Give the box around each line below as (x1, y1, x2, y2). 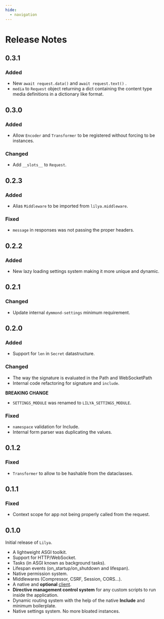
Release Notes (5, 34, 67, 45)
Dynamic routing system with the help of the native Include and (12, 597, 145, 603)
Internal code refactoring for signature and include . (12, 380, 120, 386)
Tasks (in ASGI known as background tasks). (12, 560, 106, 566)
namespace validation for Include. (12, 424, 80, 429)
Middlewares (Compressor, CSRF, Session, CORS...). (12, 576, 122, 582)
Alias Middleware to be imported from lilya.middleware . (12, 203, 129, 209)
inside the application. (12, 592, 59, 598)
